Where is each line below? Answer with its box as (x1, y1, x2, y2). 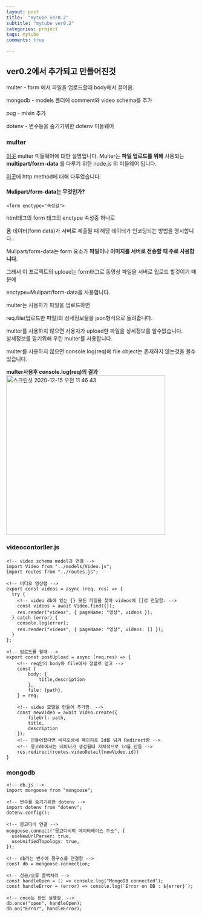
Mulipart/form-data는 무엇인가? (6, 188, 85, 195)
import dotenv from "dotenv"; (6, 804, 83, 810)
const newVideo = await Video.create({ (17, 709, 118, 716)
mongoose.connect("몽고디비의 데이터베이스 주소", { (6, 828, 126, 834)
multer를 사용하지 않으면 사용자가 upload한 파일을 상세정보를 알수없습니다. (6, 327, 183, 334)
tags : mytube (6, 32, 39, 38)
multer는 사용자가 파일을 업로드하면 (6, 302, 91, 309)
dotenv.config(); (6, 810, 50, 816)
